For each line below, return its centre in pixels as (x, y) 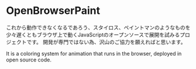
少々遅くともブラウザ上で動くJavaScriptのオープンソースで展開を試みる (93, 34)
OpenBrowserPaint (53, 11)
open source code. (29, 60)
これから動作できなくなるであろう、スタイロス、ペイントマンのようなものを (98, 27)
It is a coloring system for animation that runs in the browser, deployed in (94, 53)
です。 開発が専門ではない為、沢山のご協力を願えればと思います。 (106, 42)
